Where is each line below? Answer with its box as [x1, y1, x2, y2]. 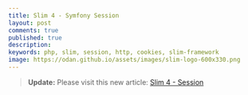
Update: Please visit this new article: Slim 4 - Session [27, 77, 204, 87]
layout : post [8, 19, 52, 27]
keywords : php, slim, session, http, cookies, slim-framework [8, 48, 219, 56]
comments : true [8, 26, 59, 34]
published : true [8, 33, 62, 42]
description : [8, 41, 52, 49]
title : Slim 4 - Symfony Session [8, 11, 120, 20]
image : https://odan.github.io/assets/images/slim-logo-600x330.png [8, 56, 241, 64]
